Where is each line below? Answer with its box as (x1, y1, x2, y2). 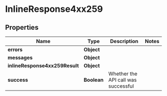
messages (7, 54, 33, 61)
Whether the (108, 70, 138, 77)
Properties (5, 23, 39, 32)
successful (108, 83, 134, 90)
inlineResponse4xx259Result (7, 62, 79, 69)
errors (7, 46, 23, 53)
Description (110, 38, 139, 45)
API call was (108, 77, 137, 83)
